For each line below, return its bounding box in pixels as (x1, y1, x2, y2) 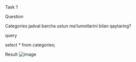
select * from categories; (5, 42, 55, 48)
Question (5, 14, 24, 19)
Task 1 (5, 4, 18, 10)
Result (5, 51, 18, 57)
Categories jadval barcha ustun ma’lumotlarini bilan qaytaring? (5, 23, 132, 29)
